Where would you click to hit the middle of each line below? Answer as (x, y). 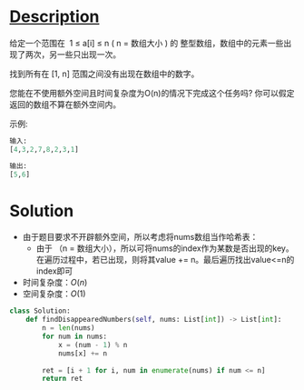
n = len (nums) (69, 328)
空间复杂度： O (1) (54, 294)
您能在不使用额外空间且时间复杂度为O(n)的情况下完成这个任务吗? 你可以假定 (152, 93)
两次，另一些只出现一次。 (73, 54)
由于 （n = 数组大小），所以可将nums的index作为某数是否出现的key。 (165, 248)
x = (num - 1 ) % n (93, 345)
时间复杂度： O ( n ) (55, 283)
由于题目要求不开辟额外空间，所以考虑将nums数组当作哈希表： (140, 237)
